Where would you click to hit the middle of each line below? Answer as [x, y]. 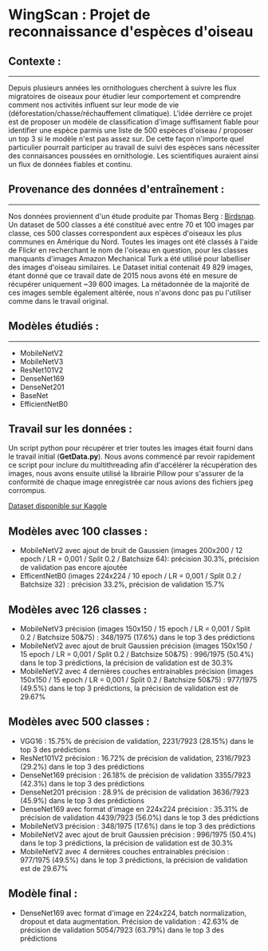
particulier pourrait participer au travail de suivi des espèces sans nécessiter [134, 147]
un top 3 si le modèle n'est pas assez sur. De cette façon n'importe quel [126, 139]
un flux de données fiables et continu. [71, 164]
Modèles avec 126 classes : [78, 609]
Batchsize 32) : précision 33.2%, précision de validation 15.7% [122, 584]
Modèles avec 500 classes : [79, 722]
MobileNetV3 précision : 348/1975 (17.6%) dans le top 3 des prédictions [138, 826]
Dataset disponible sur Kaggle [58, 506]
